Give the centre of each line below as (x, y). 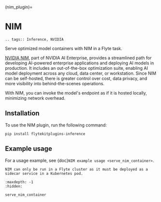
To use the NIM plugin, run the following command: (56, 125)
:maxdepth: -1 (19, 182)
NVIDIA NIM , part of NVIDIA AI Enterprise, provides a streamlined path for (78, 58)
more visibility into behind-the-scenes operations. (55, 83)
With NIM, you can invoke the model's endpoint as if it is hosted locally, (76, 93)
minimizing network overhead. (35, 98)
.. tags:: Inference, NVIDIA (34, 39)
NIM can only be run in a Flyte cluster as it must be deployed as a (77, 169)
